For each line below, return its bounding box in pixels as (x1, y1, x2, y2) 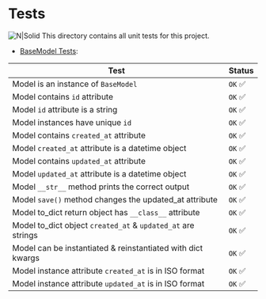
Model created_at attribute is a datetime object (12, 142, 187, 153)
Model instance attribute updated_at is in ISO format (12, 278, 205, 289)
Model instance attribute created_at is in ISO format (12, 265, 205, 276)
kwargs (12, 252, 40, 263)
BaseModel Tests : (19, 46, 78, 55)
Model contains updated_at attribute (12, 155, 146, 166)
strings (12, 229, 38, 240)
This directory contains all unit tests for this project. (41, 31, 210, 40)
